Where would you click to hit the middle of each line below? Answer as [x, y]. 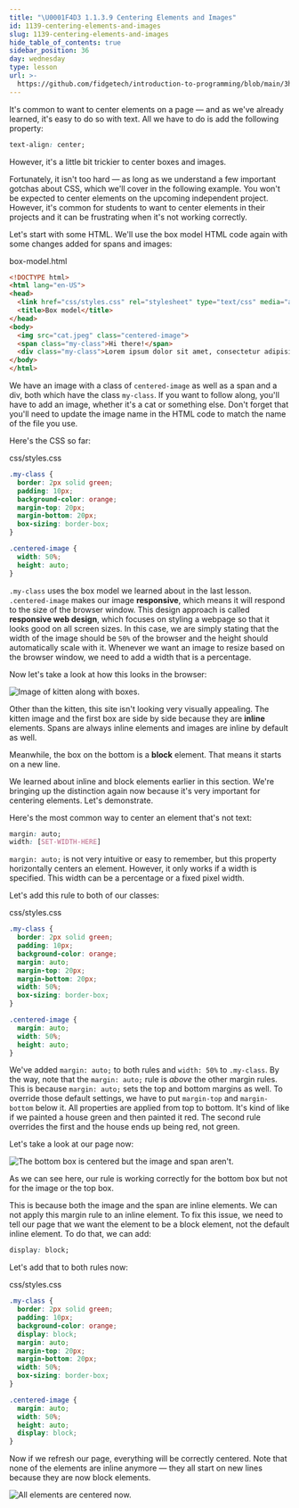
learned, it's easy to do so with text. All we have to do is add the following [144, 119]
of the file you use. [44, 423]
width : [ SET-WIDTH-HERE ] [55, 842]
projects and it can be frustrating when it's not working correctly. [128, 217]
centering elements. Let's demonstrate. [81, 800]
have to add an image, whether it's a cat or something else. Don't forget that [149, 404]
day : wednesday [37, 59]
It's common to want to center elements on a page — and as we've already [147, 109]
